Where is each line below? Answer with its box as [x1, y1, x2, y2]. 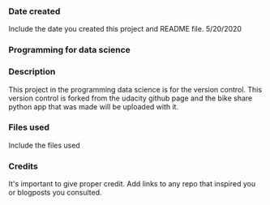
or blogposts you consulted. [8, 188, 103, 198]
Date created [8, 6, 61, 17]
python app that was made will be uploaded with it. [8, 101, 179, 111]
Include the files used [8, 140, 81, 150]
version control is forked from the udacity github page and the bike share [8, 93, 253, 103]
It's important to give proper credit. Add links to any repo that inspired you [8, 179, 256, 189]
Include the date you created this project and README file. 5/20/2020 [8, 24, 242, 34]
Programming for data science [8, 45, 131, 56]
